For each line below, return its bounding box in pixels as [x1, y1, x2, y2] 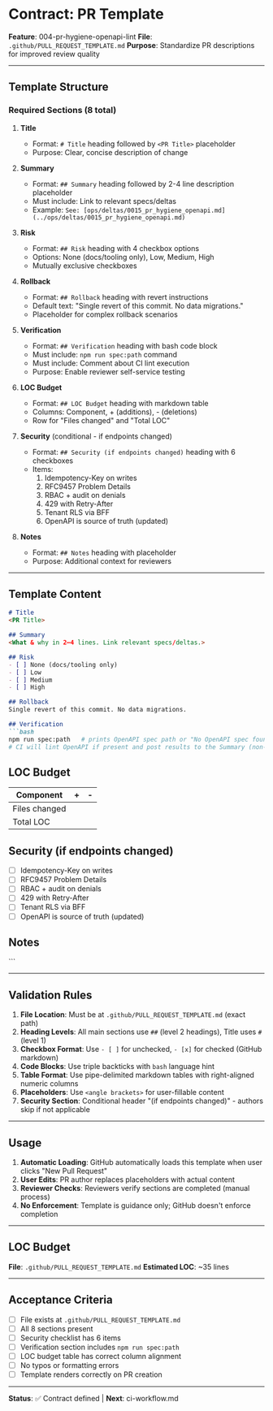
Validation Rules [8, 988, 93, 1002]
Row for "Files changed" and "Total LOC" [32, 415, 171, 425]
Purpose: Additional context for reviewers [32, 556, 172, 565]
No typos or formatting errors [19, 1360, 119, 1370]
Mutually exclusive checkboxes [32, 261, 137, 271]
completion [19, 1210, 58, 1218]
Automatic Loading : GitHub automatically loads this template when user [19, 1158, 262, 1166]
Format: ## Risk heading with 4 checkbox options [32, 243, 200, 253]
